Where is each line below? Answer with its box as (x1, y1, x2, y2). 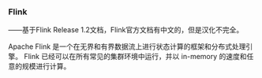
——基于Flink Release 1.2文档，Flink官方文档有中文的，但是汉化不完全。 (8, 25, 244, 35)
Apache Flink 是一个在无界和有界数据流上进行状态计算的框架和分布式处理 (8, 42, 246, 51)
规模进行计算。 (21, 61, 71, 71)
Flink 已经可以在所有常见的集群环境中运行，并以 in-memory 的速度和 (23, 52, 247, 61)
